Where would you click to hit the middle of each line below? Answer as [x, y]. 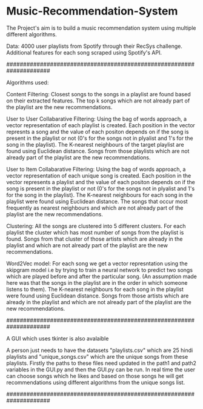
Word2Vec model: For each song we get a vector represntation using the [97, 263]
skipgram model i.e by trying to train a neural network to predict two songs [99, 270]
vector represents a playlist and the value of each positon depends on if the [101, 182]
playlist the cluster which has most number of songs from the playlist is [95, 232]
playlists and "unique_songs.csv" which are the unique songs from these [97, 356]
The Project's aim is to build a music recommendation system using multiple [101, 28]
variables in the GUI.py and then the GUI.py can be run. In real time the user [101, 369]
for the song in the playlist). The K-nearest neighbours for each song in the [99, 195]
